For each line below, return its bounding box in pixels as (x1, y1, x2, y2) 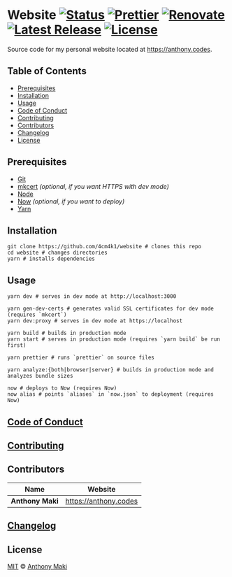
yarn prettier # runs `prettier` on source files (7, 354, 155, 362)
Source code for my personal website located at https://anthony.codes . (7, 45, 212, 53)
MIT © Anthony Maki (7, 562, 68, 570)
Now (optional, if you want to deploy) (17, 197, 125, 206)
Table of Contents (7, 65, 87, 77)
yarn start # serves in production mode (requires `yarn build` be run (7, 336, 220, 343)
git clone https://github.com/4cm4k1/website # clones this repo (7, 243, 201, 250)
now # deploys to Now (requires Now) (7, 385, 117, 392)
